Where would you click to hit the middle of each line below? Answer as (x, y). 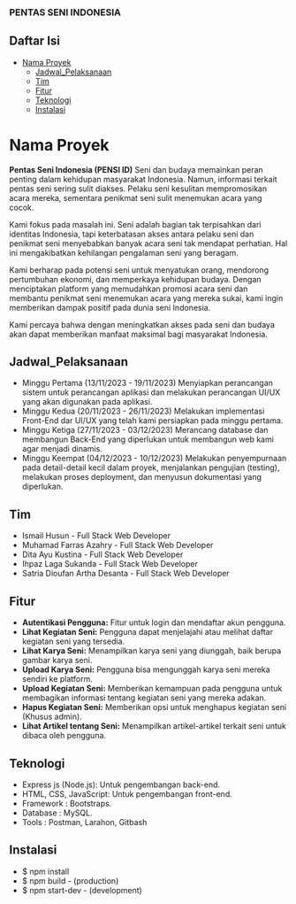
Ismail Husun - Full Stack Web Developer (96, 536)
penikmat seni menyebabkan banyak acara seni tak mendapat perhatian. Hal (148, 243)
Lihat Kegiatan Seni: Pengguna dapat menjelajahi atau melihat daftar (148, 632)
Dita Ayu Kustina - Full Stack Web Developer (102, 554)
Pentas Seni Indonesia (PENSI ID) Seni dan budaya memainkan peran (136, 169)
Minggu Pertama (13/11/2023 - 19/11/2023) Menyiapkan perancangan (148, 383)
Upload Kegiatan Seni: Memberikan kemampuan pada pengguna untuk (152, 689)
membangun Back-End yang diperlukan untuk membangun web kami (148, 439)
